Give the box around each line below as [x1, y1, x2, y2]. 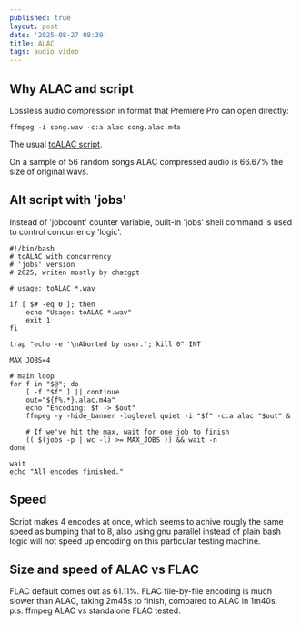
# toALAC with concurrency [9, 251, 112, 261]
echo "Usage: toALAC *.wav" [25, 307, 132, 317]
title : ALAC [9, 38, 55, 48]
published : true [9, 13, 71, 23]
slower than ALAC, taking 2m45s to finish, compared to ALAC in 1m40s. [9, 596, 278, 607]
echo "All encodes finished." [9, 466, 125, 476]
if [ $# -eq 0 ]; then [9, 300, 95, 309]
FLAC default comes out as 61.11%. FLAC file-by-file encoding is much [9, 586, 273, 597]
